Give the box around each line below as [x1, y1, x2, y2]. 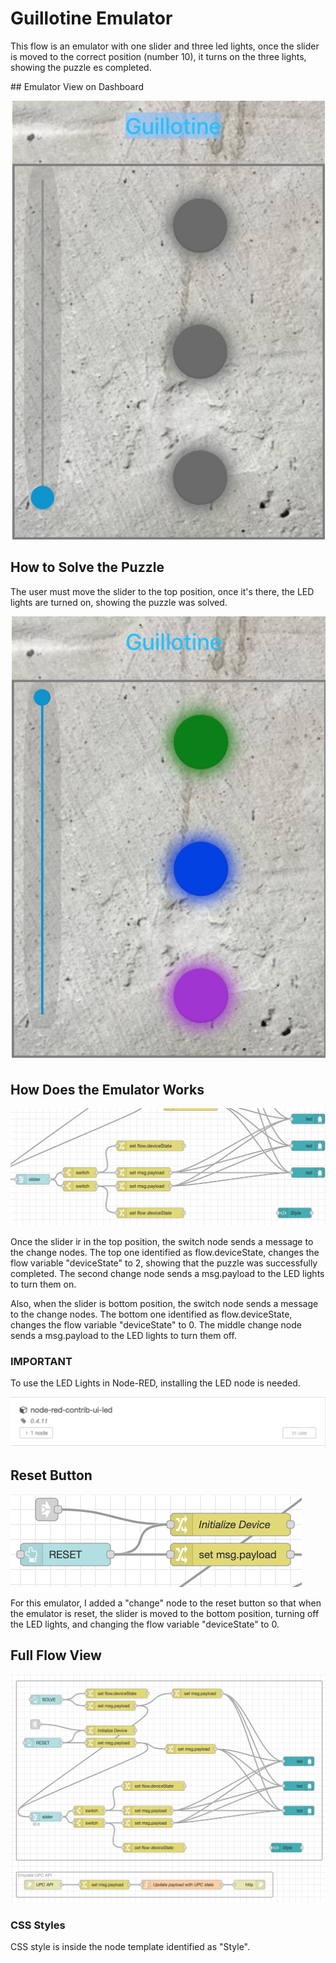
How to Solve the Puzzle [10, 559, 165, 576]
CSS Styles [10, 1918, 66, 1932]
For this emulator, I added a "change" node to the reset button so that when [10, 1597, 322, 1609]
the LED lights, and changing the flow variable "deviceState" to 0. [10, 1618, 280, 1630]
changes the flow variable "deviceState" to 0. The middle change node [10, 1318, 302, 1331]
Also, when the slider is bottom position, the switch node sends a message [10, 1297, 319, 1309]
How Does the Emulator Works [10, 1081, 205, 1098]
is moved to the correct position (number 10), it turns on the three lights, [10, 50, 307, 62]
